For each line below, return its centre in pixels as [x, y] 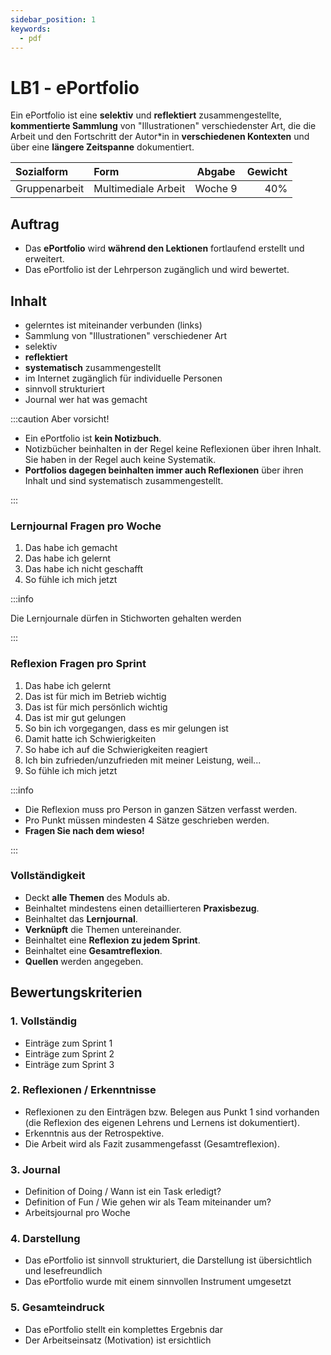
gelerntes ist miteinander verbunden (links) [113, 325]
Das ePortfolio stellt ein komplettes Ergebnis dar [123, 1329]
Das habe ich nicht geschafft [84, 569]
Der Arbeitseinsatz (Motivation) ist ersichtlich [118, 1340]
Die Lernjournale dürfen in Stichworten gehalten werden [126, 618]
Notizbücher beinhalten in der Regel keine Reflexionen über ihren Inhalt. [173, 448]
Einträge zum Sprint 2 [69, 1053]
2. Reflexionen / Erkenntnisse [83, 1090]
